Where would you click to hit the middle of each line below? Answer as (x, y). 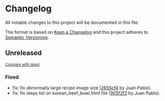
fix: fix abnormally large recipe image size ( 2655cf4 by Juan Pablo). (82, 88)
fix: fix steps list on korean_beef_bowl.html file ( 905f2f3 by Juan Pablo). (86, 93)
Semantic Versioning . (27, 37)
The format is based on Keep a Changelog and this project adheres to (77, 32)
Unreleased (24, 53)
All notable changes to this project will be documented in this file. (72, 22)
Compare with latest (22, 64)
